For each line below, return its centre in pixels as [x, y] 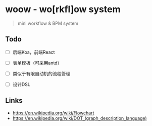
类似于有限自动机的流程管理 [41, 73]
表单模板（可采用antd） [37, 63]
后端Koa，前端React [34, 52]
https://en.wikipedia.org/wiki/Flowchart [53, 113]
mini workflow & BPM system [48, 23]
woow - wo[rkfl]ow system [63, 9]
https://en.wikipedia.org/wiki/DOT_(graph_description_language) [80, 118]
